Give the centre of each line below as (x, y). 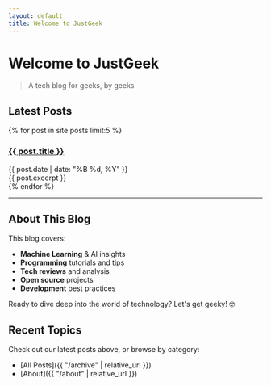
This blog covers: (37, 238)
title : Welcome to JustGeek (56, 23)
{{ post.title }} (36, 152)
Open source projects (57, 280)
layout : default (35, 16)
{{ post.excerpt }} (38, 178)
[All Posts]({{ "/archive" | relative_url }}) (85, 365)
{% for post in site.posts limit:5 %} (65, 131)
